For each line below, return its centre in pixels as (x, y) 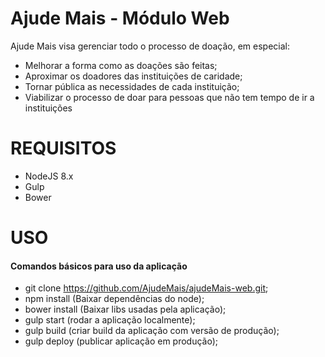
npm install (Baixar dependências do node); (114, 299)
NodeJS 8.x (49, 176)
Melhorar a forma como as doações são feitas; (121, 65)
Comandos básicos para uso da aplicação (99, 266)
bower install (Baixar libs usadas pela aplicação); (125, 309)
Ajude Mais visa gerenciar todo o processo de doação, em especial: (150, 46)
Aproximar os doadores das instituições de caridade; (133, 76)
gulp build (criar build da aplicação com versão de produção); (152, 331)
